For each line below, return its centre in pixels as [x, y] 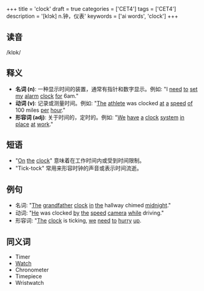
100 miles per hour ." [40, 110]
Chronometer [32, 270]
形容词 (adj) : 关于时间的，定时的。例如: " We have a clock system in [100, 117]
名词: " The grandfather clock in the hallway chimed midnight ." [93, 205]
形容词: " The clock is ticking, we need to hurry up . [78, 221]
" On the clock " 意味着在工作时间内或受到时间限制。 [80, 161]
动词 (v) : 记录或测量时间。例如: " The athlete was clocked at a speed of [104, 103]
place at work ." [34, 124]
